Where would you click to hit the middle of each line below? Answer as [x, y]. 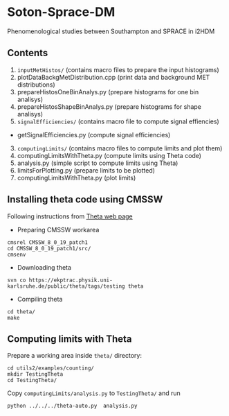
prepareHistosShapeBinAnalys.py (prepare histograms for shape [109, 106]
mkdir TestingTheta [35, 374]
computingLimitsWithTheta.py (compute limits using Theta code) [109, 155]
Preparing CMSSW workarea [58, 229]
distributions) [36, 85]
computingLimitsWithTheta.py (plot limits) [76, 177]
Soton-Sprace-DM [61, 12]
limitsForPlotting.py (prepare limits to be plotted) [86, 170]
